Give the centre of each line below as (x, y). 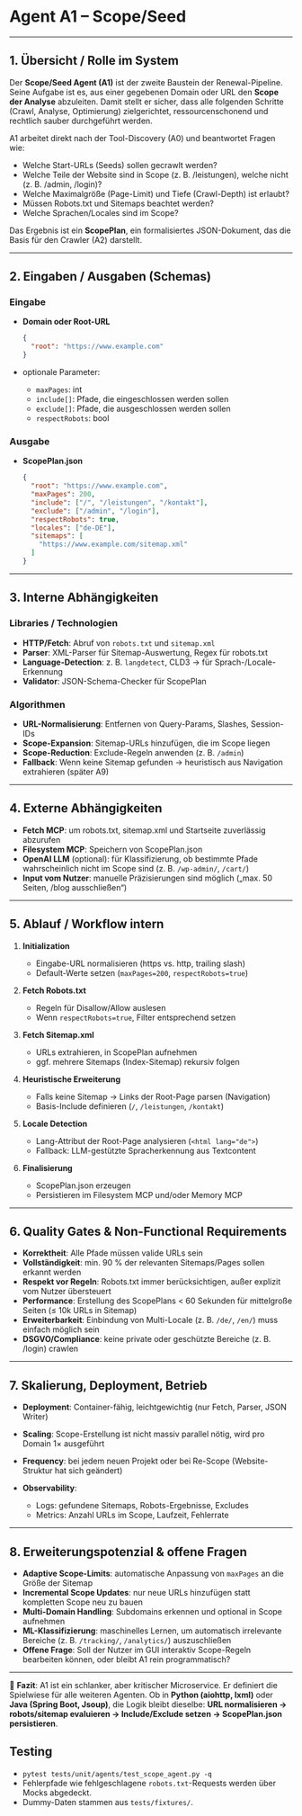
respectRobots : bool (72, 418)
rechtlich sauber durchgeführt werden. (81, 121)
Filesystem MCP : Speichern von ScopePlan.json (112, 849)
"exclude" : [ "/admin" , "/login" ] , (95, 511)
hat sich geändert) (89, 1471)
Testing (31, 1752)
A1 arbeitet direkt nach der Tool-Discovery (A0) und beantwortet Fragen (142, 138)
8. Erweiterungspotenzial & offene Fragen (128, 1552)
